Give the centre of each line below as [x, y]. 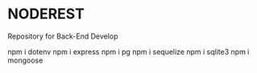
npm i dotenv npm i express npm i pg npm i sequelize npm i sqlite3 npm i [128, 51]
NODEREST [46, 14]
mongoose [25, 60]
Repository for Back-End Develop [63, 36]
